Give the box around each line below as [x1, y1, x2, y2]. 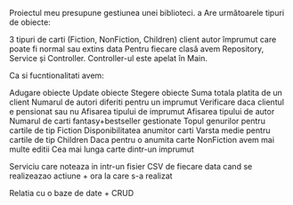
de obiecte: [9, 17, 51, 28]
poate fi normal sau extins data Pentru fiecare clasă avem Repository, [9, 43, 265, 54]
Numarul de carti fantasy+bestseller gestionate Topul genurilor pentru [9, 115, 265, 126]
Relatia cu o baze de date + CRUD [9, 188, 134, 198]
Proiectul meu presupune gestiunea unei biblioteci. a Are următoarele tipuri [9, 8, 285, 18]
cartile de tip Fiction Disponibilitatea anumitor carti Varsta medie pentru [9, 125, 271, 136]
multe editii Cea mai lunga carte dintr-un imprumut [9, 144, 194, 154]
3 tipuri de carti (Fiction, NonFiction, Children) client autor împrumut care [9, 35, 277, 44]
